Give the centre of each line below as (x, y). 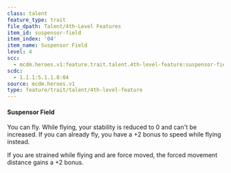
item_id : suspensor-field (44, 33)
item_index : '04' (32, 39)
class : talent (27, 13)
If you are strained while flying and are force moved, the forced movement (112, 155)
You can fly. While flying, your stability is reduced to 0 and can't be (102, 127)
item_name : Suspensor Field (47, 45)
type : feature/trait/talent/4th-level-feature (75, 90)
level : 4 (20, 52)
